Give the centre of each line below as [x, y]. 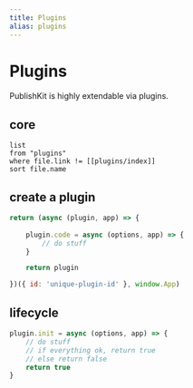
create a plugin [53, 197]
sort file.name [38, 170]
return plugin [52, 268]
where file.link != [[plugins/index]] [82, 161]
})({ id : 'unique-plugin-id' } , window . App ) [95, 285]
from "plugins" [38, 154]
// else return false [66, 359]
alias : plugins [38, 26]
